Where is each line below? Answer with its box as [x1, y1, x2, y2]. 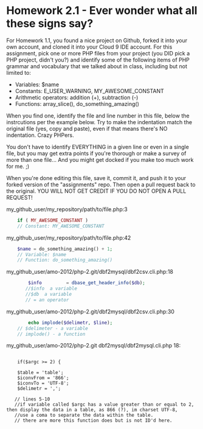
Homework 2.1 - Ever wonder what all [6, 4, 198, 18]
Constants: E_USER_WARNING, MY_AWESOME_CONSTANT [15, 87, 164, 94]
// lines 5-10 [14, 396, 50, 402]
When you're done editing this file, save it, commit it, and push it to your [6, 174, 187, 181]
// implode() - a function [17, 331, 86, 337]
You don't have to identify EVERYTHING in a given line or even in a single [6, 143, 190, 150]
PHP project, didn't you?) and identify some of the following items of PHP [6, 56, 190, 63]
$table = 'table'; [17, 369, 64, 376]
